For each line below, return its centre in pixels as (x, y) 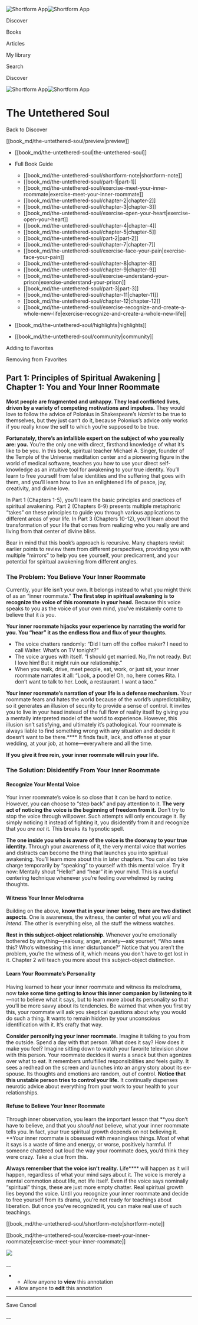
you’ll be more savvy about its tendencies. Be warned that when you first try (99, 1006)
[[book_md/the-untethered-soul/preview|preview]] (68, 141)
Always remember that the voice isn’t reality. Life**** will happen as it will (98, 1168)
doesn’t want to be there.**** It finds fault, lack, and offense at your (88, 737)
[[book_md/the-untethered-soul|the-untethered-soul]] (81, 152)
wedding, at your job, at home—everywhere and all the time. (80, 744)
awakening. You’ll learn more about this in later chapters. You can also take (97, 859)
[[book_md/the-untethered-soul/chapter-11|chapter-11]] (91, 294)
